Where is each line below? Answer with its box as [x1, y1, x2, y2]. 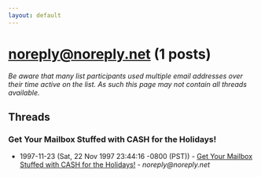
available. [8, 88, 41, 97]
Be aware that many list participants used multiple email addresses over [8, 71, 244, 81]
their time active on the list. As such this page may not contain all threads [8, 79, 248, 88]
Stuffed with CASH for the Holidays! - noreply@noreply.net [19, 160, 211, 169]
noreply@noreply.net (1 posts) [8, 45, 211, 63]
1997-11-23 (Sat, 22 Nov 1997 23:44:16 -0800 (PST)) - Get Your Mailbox [19, 152, 253, 161]
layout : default [8, 11, 61, 20]
